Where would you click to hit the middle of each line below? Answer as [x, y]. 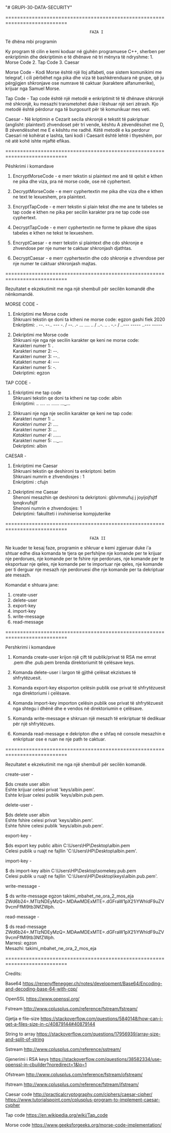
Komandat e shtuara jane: [32, 585]
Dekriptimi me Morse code [40, 335]
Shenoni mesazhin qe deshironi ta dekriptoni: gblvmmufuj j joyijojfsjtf [85, 497]
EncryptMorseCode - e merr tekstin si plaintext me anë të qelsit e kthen [88, 176]
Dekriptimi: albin [30, 446]
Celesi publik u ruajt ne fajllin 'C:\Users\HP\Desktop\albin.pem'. [71, 851]
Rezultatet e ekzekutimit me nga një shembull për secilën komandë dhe [80, 289]
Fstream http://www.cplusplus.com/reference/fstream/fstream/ [72, 1009]
